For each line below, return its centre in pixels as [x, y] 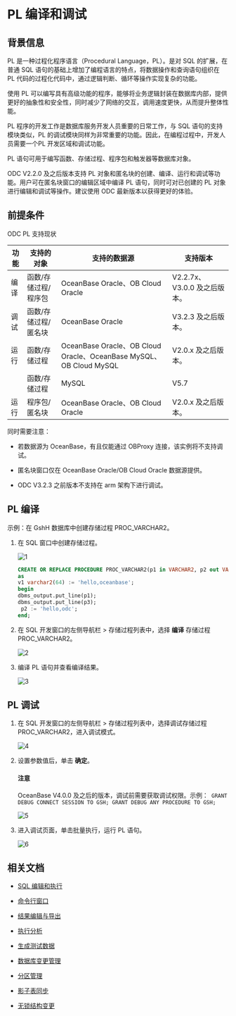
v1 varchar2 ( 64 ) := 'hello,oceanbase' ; [76, 583]
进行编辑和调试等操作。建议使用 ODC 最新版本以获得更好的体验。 [102, 191]
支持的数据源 [113, 258]
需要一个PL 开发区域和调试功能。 [61, 144]
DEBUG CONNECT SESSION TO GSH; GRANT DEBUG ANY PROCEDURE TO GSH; [117, 802]
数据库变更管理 [39, 961]
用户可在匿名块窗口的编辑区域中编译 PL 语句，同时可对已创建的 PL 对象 [123, 182]
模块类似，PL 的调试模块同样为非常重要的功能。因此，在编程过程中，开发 [113, 135]
